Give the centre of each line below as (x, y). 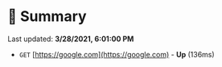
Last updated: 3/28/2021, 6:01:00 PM (71, 39)
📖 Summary (47, 17)
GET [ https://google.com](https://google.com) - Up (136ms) (117, 54)
